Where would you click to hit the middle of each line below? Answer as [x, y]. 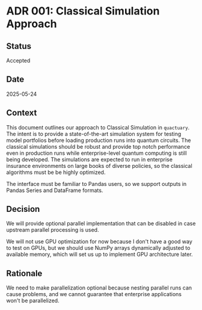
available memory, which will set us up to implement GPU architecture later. [100, 255]
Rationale [24, 273]
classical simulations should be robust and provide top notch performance [98, 146]
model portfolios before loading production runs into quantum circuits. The [99, 140]
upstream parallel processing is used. [53, 230]
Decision [23, 209]
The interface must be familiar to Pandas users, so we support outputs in [96, 184]
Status [19, 46]
